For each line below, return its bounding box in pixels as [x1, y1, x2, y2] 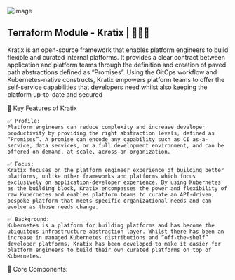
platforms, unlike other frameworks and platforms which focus [7, 173, 196, 180]
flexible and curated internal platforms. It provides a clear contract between [7, 53, 226, 61]
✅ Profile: [7, 117, 41, 124]
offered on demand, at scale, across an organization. [7, 148, 171, 155]
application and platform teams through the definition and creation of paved [7, 60, 227, 69]
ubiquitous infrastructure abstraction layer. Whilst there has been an [7, 228, 224, 235]
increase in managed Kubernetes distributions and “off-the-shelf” [7, 234, 209, 241]
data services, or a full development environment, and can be [35, 142, 224, 149]
